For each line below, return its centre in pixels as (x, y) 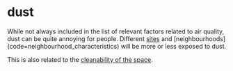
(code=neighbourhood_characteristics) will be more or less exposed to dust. (117, 46)
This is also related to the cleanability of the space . (80, 59)
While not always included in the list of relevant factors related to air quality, (116, 31)
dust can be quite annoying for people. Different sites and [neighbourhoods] (116, 38)
